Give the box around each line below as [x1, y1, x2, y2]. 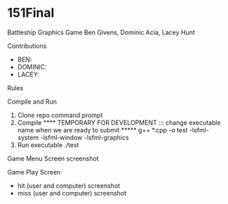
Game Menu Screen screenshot [7, 154, 100, 163]
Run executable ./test [17, 140, 79, 149]
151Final [7, 5, 55, 21]
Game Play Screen [7, 168, 61, 176]
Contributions [7, 41, 47, 50]
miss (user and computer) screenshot [17, 189, 127, 197]
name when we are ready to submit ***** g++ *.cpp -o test [17, 125, 188, 134]
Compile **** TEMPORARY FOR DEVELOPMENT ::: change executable [17, 118, 221, 127]
